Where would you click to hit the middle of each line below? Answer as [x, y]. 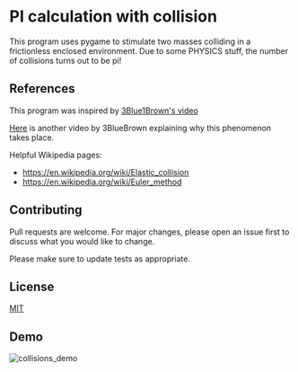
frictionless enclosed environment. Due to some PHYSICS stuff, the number [149, 50]
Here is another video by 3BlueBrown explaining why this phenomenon [140, 128]
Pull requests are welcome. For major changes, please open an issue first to [149, 232]
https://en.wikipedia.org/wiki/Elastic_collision [105, 172]
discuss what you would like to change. [82, 241]
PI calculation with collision [114, 17]
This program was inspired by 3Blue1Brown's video [104, 111]
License [32, 286]
